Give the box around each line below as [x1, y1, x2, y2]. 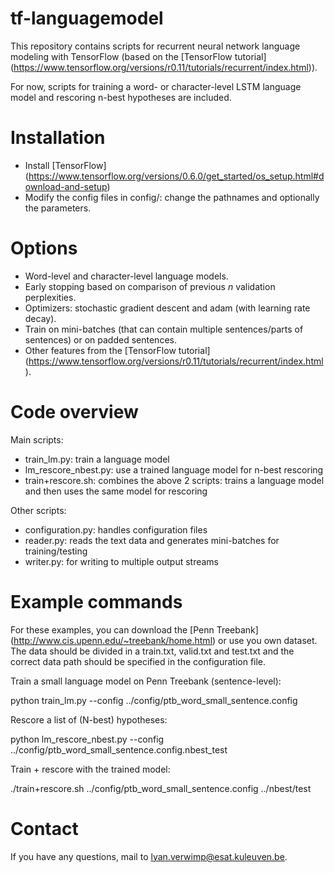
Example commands [10, 590, 183, 613]
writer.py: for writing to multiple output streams [24, 555, 220, 567]
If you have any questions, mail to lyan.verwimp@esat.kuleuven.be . [10, 850, 288, 862]
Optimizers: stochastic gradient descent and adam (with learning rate [24, 302, 311, 314]
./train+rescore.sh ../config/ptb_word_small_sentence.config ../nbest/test [10, 782, 312, 794]
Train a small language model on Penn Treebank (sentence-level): [10, 675, 282, 687]
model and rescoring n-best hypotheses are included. [10, 91, 232, 103]
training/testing [24, 545, 88, 557]
